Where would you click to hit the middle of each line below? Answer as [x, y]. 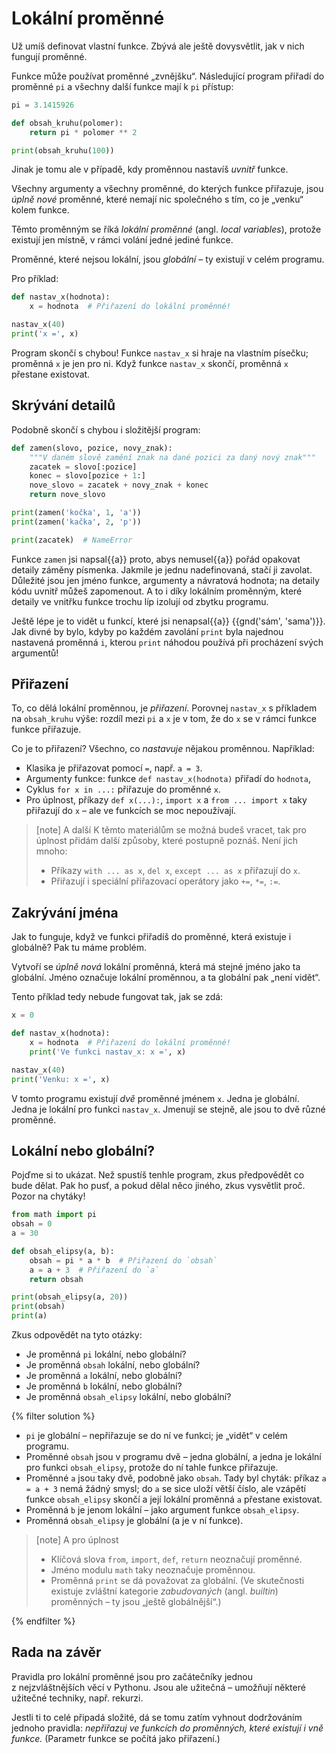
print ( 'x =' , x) [45, 334]
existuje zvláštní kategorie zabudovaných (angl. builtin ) [164, 1591]
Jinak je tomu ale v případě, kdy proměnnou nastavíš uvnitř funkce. [150, 169]
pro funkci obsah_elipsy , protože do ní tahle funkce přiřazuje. [152, 1468]
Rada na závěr [56, 1652]
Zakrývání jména [65, 912]
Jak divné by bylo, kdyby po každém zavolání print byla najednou [147, 631]
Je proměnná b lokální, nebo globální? [104, 1386]
